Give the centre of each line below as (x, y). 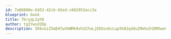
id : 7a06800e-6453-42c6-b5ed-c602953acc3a (51, 10)
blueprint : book (22, 15)
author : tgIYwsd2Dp (26, 24)
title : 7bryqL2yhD (25, 19)
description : (19, 29)
